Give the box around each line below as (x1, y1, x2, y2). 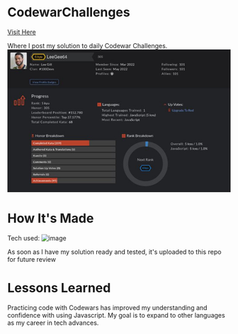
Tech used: (7, 234, 40, 243)
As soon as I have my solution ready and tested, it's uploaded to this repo (7, 247, 222, 256)
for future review (7, 255, 57, 264)
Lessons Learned (7, 280, 111, 296)
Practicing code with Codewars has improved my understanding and (7, 304, 208, 312)
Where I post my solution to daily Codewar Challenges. (7, 41, 168, 50)
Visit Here (7, 28, 37, 36)
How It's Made (7, 211, 94, 227)
